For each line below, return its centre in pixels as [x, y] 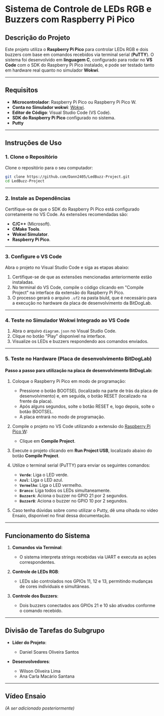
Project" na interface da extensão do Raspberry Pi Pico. [68, 292]
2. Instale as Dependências [38, 198]
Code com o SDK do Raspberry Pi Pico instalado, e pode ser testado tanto [80, 65]
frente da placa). [36, 401]
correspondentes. [37, 562]
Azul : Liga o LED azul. [41, 480]
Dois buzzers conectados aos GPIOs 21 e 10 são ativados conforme [87, 606]
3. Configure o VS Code [33, 257]
